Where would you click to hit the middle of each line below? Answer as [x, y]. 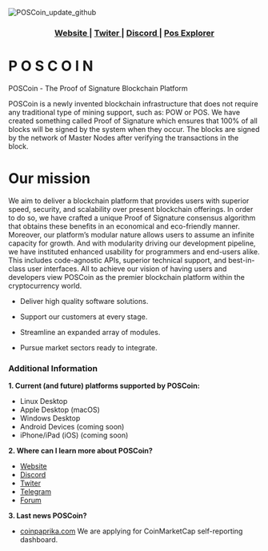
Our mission [49, 179]
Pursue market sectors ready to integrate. [88, 347]
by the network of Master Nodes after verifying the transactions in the [124, 138]
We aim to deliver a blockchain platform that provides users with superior [129, 201]
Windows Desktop [50, 418]
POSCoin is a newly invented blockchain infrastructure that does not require [133, 103]
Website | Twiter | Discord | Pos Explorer [134, 33]
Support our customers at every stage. [84, 317]
